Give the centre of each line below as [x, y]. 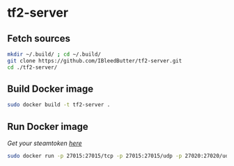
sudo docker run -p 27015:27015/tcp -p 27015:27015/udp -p [95, 156]
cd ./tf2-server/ [32, 67]
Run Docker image [48, 126]
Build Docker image [50, 89]
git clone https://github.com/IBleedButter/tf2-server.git [95, 60]
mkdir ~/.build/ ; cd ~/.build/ [54, 54]
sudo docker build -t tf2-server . [59, 105]
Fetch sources [39, 39]
